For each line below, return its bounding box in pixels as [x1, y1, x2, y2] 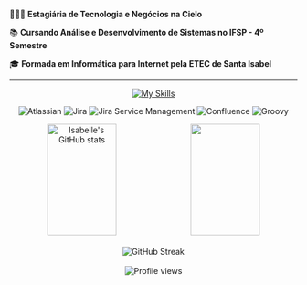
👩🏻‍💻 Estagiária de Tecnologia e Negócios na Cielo [9, 9, 203, 19]
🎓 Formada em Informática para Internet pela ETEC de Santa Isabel [9, 58, 272, 69]
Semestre [9, 40, 48, 50]
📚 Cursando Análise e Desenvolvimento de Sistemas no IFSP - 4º [9, 27, 264, 37]
